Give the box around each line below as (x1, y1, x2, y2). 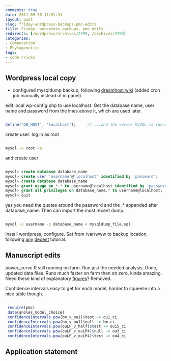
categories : (5, 36, 31, 41)
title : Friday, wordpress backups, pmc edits (5, 26, 103, 32)
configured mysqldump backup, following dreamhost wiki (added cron (12, 87, 160, 93)
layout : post (5, 17, 33, 22)
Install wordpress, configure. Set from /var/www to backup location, (5, 231, 148, 237)
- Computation (5, 41, 36, 46)
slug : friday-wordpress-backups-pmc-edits (5, 21, 97, 27)
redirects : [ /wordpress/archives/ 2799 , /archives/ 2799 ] (5, 31, 126, 36)
